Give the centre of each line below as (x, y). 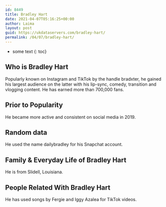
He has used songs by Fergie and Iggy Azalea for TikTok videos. (71, 199)
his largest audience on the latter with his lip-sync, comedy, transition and (81, 84)
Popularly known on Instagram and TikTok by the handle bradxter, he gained (83, 79)
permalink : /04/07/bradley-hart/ (40, 38)
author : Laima (20, 24)
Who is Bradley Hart (37, 67)
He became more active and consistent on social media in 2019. (70, 117)
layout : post (19, 28)
